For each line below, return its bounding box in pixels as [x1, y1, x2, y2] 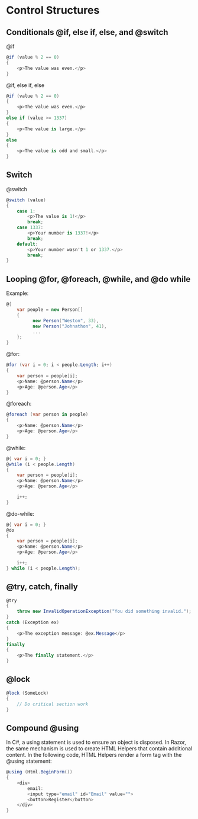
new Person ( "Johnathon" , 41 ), [32, 323, 108, 329]
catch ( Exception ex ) [6, 619, 60, 625]
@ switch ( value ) [6, 197, 46, 203]
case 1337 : [17, 224, 44, 231]
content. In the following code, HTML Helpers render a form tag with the [6, 751, 182, 759]
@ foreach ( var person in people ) [6, 412, 89, 417]
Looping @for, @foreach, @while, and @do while [6, 274, 191, 284]
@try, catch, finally [6, 582, 78, 592]
